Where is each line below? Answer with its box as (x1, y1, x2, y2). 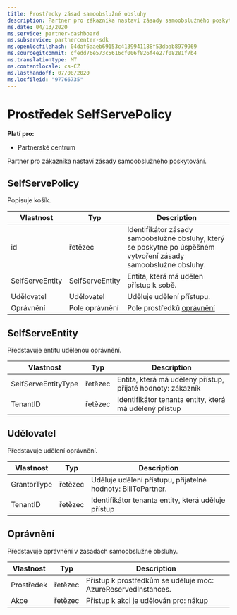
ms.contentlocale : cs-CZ (7, 63, 80, 70)
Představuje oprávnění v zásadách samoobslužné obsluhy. (7, 547, 178, 555)
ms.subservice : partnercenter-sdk (7, 37, 109, 44)
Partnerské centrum (17, 143, 76, 152)
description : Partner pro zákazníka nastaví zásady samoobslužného (7, 17, 210, 24)
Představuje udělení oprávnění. (7, 446, 98, 455)
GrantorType (11, 479, 53, 489)
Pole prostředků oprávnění (126, 303, 215, 313)
